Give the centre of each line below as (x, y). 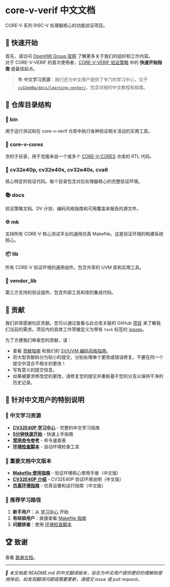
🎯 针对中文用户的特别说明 (45, 400)
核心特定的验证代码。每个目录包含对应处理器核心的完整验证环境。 (74, 181)
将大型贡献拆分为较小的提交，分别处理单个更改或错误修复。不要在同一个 (88, 357)
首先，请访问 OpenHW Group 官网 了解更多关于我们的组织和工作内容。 (79, 56)
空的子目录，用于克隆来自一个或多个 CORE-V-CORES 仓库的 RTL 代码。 (80, 156)
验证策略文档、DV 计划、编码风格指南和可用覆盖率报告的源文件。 (73, 208)
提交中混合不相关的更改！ (39, 364)
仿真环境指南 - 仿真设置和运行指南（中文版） (59, 486)
